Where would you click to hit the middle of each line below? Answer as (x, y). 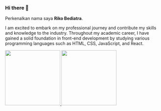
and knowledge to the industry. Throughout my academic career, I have (77, 33)
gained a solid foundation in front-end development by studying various (77, 38)
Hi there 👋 (17, 8)
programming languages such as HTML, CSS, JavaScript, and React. (74, 44)
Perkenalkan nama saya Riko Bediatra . (44, 19)
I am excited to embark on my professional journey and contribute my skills (81, 28)
